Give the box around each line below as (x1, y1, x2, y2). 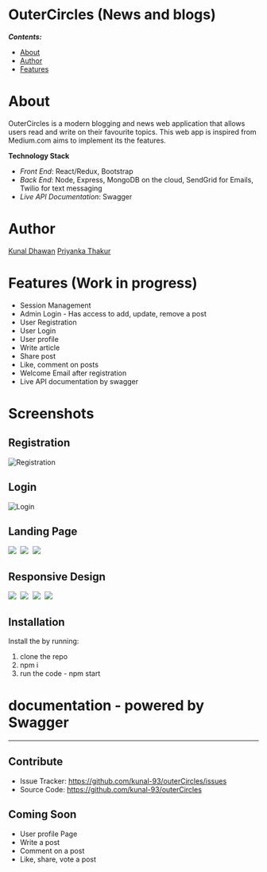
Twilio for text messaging (19, 183, 103, 193)
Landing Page (8, 524, 78, 538)
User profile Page (19, 829, 78, 839)
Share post (19, 351, 56, 360)
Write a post (19, 837, 60, 846)
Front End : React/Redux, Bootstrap (19, 166, 133, 176)
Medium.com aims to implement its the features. (8, 136, 167, 145)
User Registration (19, 317, 77, 327)
